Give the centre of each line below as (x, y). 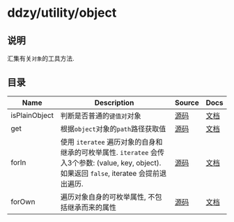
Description (114, 103)
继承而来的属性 (92, 207)
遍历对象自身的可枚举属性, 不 (108, 197)
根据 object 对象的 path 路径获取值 (113, 128)
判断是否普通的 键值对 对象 (101, 115)
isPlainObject (32, 115)
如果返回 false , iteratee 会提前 (110, 173)
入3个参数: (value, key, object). (111, 163)
